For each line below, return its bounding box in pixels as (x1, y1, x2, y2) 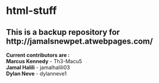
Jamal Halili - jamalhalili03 (6, 64, 70, 71)
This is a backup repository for (6, 27, 120, 37)
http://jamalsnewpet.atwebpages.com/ (6, 36, 153, 46)
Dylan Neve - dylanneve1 (6, 70, 67, 77)
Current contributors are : (6, 52, 70, 59)
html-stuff (6, 4, 57, 17)
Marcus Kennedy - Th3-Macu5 (6, 58, 82, 64)
